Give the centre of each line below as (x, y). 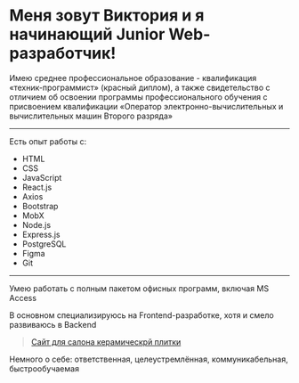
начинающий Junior (87, 34)
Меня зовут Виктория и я (107, 16)
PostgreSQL (44, 244)
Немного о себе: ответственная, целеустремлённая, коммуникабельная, (149, 359)
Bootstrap (40, 206)
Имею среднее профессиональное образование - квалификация (133, 77)
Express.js (41, 234)
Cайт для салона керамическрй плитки (106, 342)
